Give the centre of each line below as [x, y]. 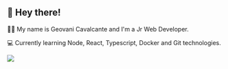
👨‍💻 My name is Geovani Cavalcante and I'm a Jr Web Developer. [98, 29]
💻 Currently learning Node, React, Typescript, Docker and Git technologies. [114, 42]
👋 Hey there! [34, 13]
